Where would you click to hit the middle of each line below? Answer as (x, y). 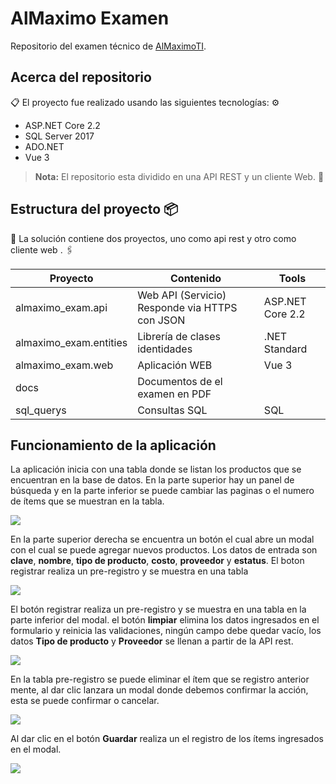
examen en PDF (174, 394)
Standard (285, 349)
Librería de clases (179, 336)
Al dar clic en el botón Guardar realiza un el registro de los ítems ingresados (167, 739)
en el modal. (36, 749)
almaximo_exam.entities (71, 342)
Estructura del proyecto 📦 (94, 209)
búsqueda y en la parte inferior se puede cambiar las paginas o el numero (162, 491)
